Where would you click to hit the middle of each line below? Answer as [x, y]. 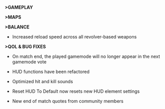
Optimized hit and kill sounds [43, 81]
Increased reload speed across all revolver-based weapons [74, 37]
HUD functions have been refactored [51, 71]
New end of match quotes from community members [68, 101]
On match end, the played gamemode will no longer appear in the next [86, 56]
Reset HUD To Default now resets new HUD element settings [76, 91]
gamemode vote [29, 62]
